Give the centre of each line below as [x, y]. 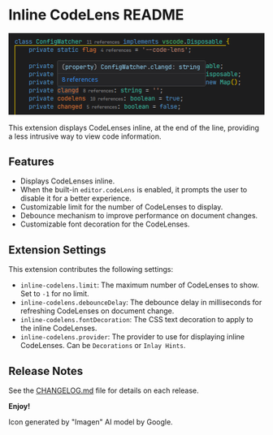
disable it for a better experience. [76, 198]
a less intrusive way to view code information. [85, 136]
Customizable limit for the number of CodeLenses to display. [121, 207]
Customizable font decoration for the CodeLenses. [105, 224]
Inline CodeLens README [96, 15]
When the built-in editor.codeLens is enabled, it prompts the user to [134, 190]
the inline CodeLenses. [58, 328]
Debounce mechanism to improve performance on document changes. [139, 216]
